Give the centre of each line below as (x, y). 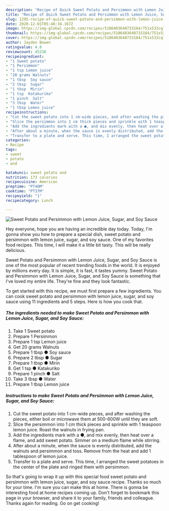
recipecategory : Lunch (29, 200)
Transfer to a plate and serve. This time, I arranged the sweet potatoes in (88, 461)
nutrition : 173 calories (32, 177)
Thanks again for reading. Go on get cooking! (53, 503)
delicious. (16, 250)
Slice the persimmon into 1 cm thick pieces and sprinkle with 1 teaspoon (87, 424)
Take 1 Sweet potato (34, 331)
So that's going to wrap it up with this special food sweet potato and (76, 476)
